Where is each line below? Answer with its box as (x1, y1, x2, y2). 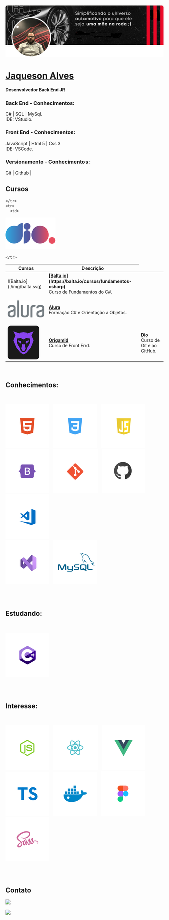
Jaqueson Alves (5, 70, 74, 82)
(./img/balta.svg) (7, 284, 42, 290)
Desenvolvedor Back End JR (5, 86, 65, 93)
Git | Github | (5, 170, 32, 176)
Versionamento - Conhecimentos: (5, 158, 90, 165)
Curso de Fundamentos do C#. (48, 289, 112, 295)
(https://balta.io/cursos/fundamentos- (48, 278, 132, 284)
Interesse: (5, 702, 38, 710)
